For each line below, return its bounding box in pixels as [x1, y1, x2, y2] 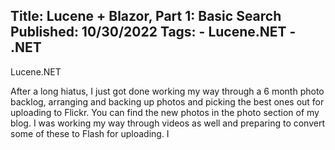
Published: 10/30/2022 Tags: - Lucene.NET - [10, 24, 297, 41]
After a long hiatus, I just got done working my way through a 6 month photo [10, 85, 325, 97]
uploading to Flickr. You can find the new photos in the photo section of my [10, 106, 320, 118]
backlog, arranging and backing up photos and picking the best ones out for [10, 95, 325, 108]
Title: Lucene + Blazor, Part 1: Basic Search [10, 8, 282, 25]
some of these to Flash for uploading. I [10, 127, 170, 139]
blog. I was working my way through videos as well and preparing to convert [10, 117, 325, 129]
